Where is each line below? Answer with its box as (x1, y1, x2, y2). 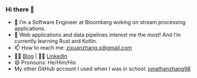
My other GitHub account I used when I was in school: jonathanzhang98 (14, 65, 191, 73)
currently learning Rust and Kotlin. (14, 38, 98, 45)
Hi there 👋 (5, 5, 35, 14)
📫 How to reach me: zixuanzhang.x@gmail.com (14, 44, 132, 51)
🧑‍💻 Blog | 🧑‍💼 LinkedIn (14, 53, 68, 60)
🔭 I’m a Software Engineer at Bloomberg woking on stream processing (14, 19, 186, 26)
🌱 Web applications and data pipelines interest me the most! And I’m (14, 31, 182, 38)
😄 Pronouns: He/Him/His (14, 59, 77, 66)
